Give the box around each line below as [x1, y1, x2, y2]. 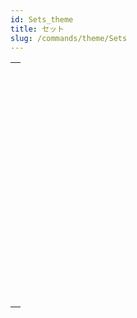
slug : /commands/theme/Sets [10, 33, 128, 43]
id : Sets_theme [10, 14, 74, 25]
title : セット [10, 24, 65, 34]
